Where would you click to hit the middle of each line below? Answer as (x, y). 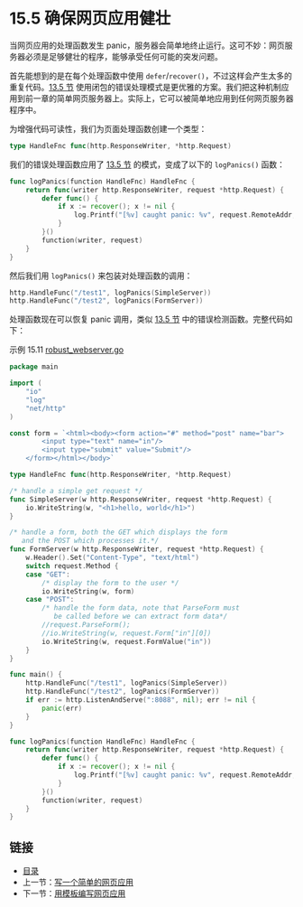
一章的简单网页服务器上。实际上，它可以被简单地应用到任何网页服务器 (163, 98)
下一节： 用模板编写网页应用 (74, 893)
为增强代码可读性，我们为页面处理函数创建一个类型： (108, 128)
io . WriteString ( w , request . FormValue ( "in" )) (127, 641)
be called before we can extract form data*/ (141, 617)
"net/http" (46, 408)
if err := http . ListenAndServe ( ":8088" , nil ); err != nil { (141, 700)
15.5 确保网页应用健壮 (90, 19)
